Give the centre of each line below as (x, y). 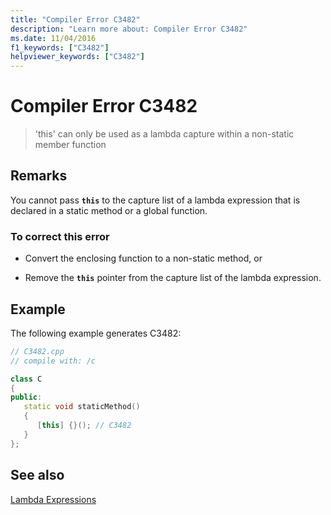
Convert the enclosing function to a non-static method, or (143, 258)
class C (26, 379)
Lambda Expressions (53, 499)
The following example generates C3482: (96, 333)
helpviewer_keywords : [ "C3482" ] (77, 57)
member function (70, 145)
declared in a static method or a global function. (109, 210)
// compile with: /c (53, 361)
